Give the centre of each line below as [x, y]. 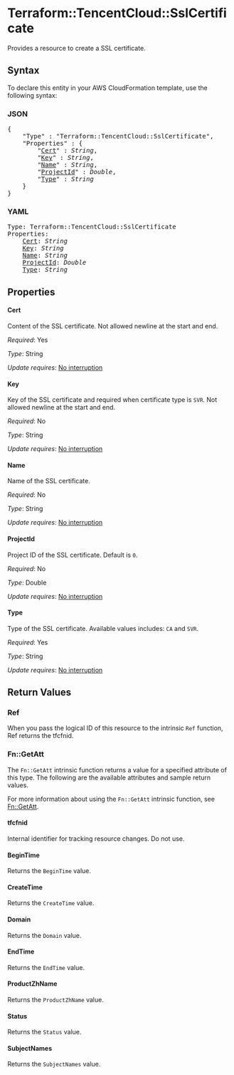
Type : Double [27, 582]
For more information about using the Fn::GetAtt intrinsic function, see [111, 799]
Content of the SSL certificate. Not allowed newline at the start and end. [113, 325]
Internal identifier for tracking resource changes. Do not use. [96, 838]
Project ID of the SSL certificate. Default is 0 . [73, 555]
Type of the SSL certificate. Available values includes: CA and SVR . [103, 628]
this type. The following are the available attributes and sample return [109, 777]
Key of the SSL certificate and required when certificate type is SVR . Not [112, 400]
